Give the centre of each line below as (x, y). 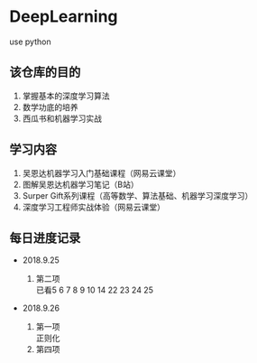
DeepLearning (64, 17)
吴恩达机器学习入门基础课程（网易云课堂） (101, 172)
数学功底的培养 (50, 107)
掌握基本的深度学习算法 (66, 96)
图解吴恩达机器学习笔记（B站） (80, 184)
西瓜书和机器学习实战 (62, 118)
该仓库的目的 (45, 73)
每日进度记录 (45, 238)
